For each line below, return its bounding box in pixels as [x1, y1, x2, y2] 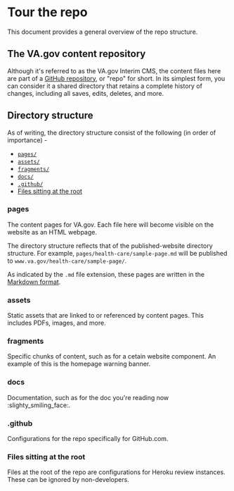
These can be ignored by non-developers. [7, 476, 130, 484]
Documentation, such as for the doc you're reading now [7, 393, 169, 402]
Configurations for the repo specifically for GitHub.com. [7, 435, 169, 443]
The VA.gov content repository [7, 48, 146, 60]
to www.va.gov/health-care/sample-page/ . [7, 256, 127, 265]
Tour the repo [7, 4, 88, 20]
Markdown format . [7, 278, 61, 286]
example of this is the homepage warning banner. [7, 360, 151, 368]
